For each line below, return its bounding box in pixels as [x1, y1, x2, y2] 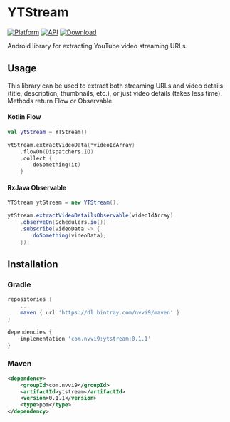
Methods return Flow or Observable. [7, 96, 114, 105]
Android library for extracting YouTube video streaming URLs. [7, 41, 188, 50]
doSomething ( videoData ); [33, 232, 107, 239]
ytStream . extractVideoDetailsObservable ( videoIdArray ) [7, 212, 174, 220]
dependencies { [7, 329, 53, 336]
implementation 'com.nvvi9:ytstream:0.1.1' [20, 335, 152, 342]
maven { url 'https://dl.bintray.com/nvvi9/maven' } [20, 309, 180, 316]
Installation [7, 258, 58, 271]
